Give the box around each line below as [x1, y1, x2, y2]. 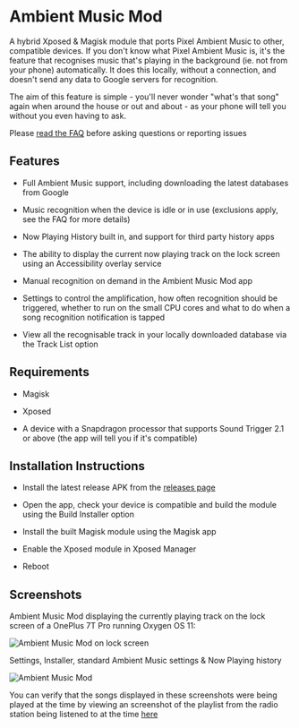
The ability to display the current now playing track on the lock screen [21, 248, 280, 259]
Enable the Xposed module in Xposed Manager [21, 544, 197, 554]
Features [9, 154, 60, 169]
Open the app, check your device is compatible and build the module [21, 500, 278, 510]
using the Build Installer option [21, 509, 135, 520]
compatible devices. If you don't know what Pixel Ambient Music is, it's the [9, 45, 286, 56]
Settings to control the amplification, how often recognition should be [21, 293, 278, 304]
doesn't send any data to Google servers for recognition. [9, 73, 218, 84]
